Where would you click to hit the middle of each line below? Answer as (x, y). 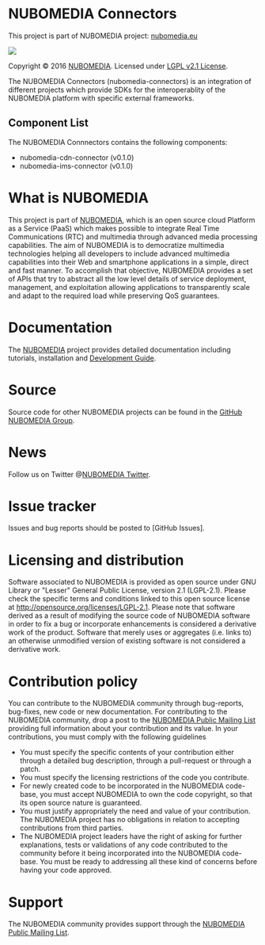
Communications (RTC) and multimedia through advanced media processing (133, 236)
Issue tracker (52, 506)
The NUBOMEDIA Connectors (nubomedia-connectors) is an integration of (130, 81)
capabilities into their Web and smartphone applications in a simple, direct (129, 261)
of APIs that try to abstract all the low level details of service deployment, (127, 279)
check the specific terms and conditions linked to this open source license (129, 599)
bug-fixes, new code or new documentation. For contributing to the (118, 712)
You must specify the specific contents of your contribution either (127, 753)
